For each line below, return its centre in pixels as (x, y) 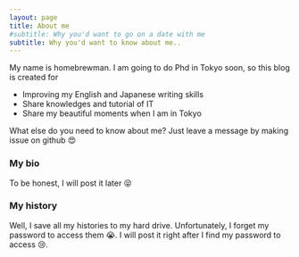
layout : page (33, 17)
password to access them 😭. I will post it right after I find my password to (145, 235)
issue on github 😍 (43, 140)
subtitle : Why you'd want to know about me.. (95, 42)
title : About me (39, 26)
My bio (25, 163)
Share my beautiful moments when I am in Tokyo (112, 113)
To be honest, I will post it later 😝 (71, 183)
